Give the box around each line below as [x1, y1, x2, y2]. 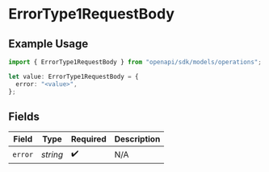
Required [70, 133, 107, 145]
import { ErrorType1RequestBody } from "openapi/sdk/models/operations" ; [8, 58, 263, 66]
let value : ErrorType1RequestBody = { [8, 72, 139, 80]
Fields [8, 109, 40, 123]
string [40, 149, 63, 160]
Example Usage [8, 37, 89, 51]
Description [114, 133, 161, 145]
